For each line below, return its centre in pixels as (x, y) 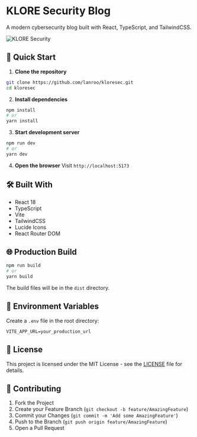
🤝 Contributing (34, 389)
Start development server (47, 132)
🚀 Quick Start (31, 57)
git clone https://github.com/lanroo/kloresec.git (70, 82)
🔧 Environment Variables (53, 307)
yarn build (20, 277)
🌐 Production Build (41, 252)
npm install (21, 110)
